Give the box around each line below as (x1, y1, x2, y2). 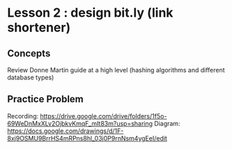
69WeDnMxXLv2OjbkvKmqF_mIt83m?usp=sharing (7, 119, 153, 127)
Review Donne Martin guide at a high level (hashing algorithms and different (7, 66, 225, 74)
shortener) (7, 19, 71, 36)
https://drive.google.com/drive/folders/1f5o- (40, 111, 167, 120)
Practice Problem (7, 93, 84, 105)
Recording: (7, 111, 39, 120)
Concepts (7, 47, 51, 59)
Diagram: (154, 119, 180, 127)
